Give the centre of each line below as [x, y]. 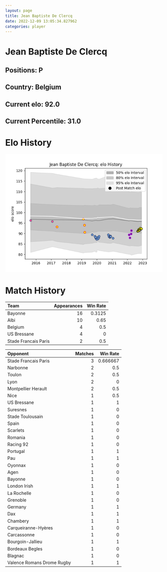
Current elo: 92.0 [32, 104]
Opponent [18, 353]
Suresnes [17, 409]
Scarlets [16, 430]
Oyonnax [16, 465]
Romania [16, 437]
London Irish [20, 486]
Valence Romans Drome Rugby [39, 562]
